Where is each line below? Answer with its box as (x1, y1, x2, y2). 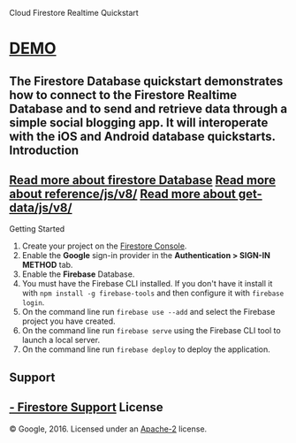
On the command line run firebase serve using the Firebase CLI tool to (21, 325, 281, 336)
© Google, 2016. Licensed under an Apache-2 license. (9, 424, 208, 434)
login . (21, 297, 45, 308)
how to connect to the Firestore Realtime (9, 88, 238, 103)
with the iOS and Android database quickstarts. (9, 128, 276, 144)
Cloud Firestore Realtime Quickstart (9, 8, 139, 18)
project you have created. (21, 316, 117, 326)
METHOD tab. (21, 260, 73, 271)
